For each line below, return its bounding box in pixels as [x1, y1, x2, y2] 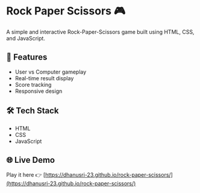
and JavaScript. [6, 34, 45, 42]
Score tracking [14, 81, 52, 88]
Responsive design [14, 87, 63, 95]
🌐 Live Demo [6, 154, 55, 165]
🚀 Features [6, 52, 48, 63]
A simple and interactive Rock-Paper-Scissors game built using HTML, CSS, [6, 28, 195, 36]
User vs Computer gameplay [14, 68, 87, 75]
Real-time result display [14, 74, 74, 81]
